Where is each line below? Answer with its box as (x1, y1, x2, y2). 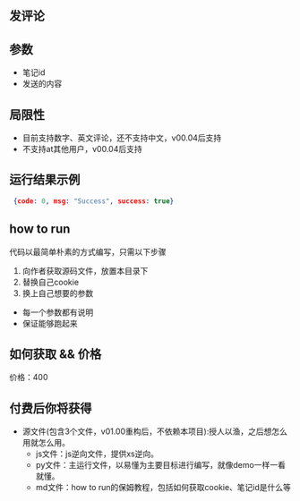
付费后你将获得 (9, 401, 92, 416)
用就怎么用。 (21, 437, 70, 448)
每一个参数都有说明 (21, 307, 94, 318)
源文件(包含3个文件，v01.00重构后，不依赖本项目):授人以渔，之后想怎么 (21, 426, 288, 437)
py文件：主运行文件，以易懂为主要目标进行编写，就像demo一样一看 (35, 460, 287, 471)
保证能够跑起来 (21, 318, 78, 328)
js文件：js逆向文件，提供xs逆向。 (35, 448, 159, 459)
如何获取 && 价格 (9, 346, 102, 361)
